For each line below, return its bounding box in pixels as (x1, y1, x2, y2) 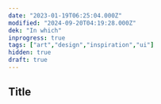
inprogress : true (8, 33, 66, 42)
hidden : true (8, 48, 52, 56)
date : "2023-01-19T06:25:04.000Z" (8, 11, 123, 20)
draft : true (8, 56, 48, 64)
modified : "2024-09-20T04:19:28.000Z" (8, 19, 136, 27)
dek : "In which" (8, 26, 62, 34)
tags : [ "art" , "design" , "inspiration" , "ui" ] (8, 41, 155, 49)
